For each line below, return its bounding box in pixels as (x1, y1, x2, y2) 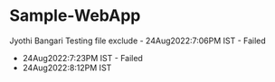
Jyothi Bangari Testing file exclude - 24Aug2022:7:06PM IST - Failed (9, 35, 267, 46)
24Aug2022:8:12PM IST (22, 62, 112, 73)
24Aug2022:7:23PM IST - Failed (22, 52, 143, 63)
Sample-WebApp (9, 5, 141, 26)
